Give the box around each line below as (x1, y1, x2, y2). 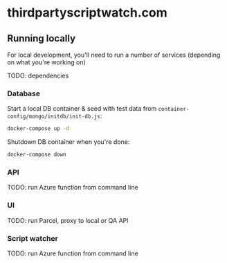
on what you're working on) (7, 58, 87, 66)
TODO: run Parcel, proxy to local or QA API (7, 216, 129, 224)
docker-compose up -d (7, 125, 70, 132)
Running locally (7, 33, 76, 44)
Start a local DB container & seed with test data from (7, 105, 157, 113)
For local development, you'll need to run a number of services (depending (7, 51, 221, 59)
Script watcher (7, 233, 59, 243)
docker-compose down (7, 151, 67, 158)
